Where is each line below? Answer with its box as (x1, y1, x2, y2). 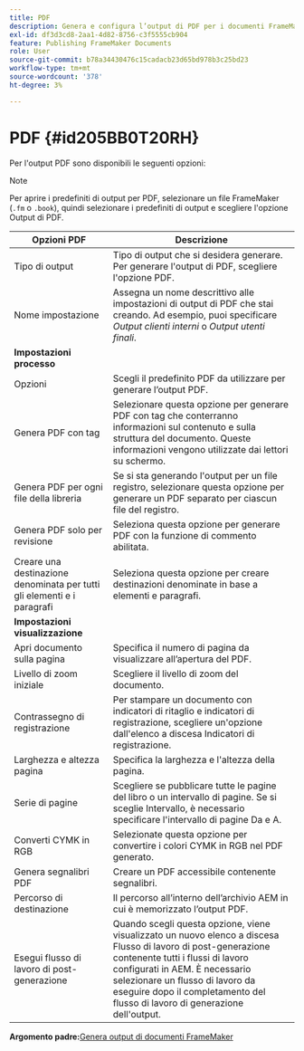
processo (14, 357, 56, 369)
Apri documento (14, 641, 83, 654)
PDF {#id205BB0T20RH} (9, 128, 200, 148)
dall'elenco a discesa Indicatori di (112, 727, 255, 740)
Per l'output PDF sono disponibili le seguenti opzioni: (9, 158, 206, 168)
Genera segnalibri (14, 865, 90, 878)
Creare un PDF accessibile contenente (112, 865, 276, 878)
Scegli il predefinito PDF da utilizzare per (112, 372, 286, 385)
